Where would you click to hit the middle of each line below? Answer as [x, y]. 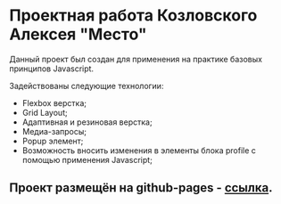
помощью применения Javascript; [87, 159]
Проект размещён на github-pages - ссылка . [141, 188]
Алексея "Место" [78, 34]
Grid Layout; [45, 112]
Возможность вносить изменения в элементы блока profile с [139, 150]
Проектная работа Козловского [133, 16]
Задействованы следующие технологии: [87, 86]
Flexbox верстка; [54, 102]
